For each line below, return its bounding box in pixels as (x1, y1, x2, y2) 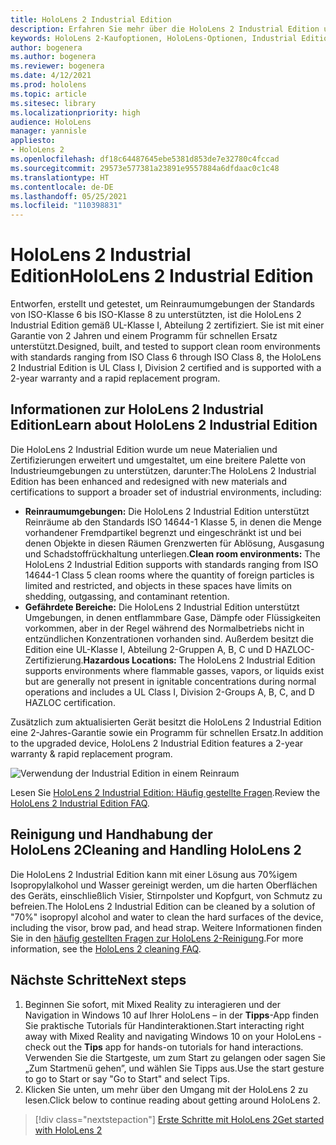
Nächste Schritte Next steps (10, 972, 187, 989)
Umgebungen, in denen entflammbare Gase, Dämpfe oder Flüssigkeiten (24, 611, 321, 623)
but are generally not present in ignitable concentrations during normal (24, 675, 317, 687)
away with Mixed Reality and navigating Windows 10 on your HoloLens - (24, 1030, 322, 1042)
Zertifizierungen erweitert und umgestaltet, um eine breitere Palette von (10, 454, 307, 466)
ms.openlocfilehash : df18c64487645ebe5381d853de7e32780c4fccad (10, 154, 280, 164)
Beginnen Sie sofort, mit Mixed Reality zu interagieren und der (24, 998, 282, 1010)
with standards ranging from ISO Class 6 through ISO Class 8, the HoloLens (10, 351, 322, 363)
